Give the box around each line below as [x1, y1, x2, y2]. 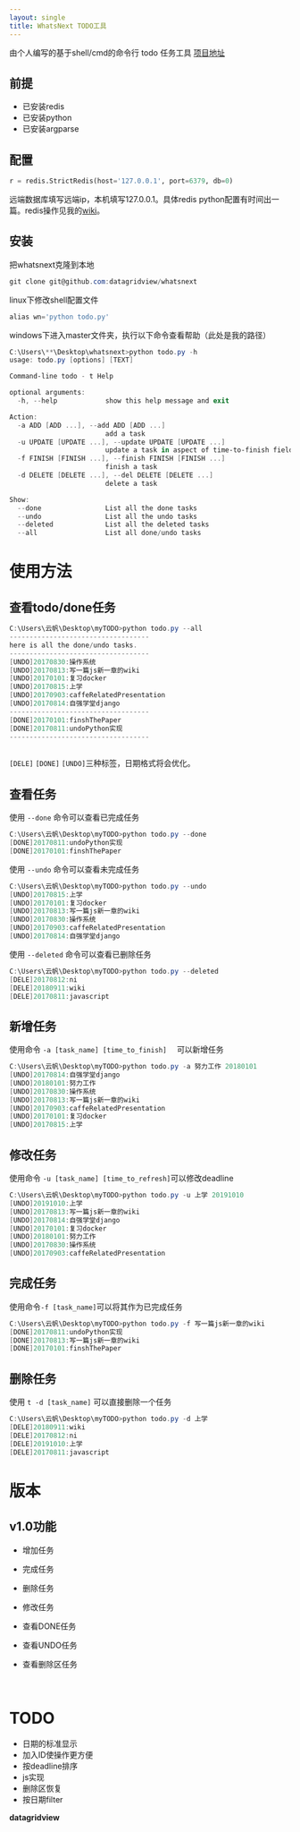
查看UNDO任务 [21, 1640, 78, 1650]
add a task [104, 429, 146, 439]
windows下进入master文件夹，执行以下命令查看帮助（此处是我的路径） [9, 329, 271, 340]
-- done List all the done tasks [17, 503, 198, 513]
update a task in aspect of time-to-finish [104, 446, 270, 455]
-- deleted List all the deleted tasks [17, 520, 210, 529]
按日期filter [21, 1794, 63, 1805]
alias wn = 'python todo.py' [9, 312, 110, 321]
